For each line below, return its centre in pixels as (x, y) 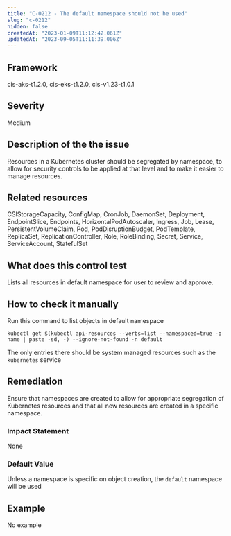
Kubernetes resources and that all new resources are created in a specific (113, 406)
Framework (32, 68)
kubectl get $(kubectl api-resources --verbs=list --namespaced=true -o (114, 334)
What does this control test (67, 265)
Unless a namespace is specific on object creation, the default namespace (115, 479)
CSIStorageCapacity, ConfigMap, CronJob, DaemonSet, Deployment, (106, 214)
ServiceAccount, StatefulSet (48, 244)
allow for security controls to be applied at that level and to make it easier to (115, 168)
